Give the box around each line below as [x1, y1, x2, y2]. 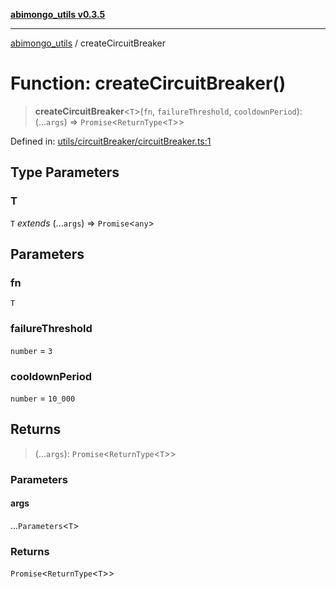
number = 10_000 [10, 392, 76, 404]
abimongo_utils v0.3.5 [10, 9, 106, 20]
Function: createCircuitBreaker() [10, 72, 287, 95]
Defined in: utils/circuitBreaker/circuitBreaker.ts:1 [10, 135, 212, 147]
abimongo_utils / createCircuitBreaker [10, 37, 166, 49]
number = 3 [10, 344, 53, 356]
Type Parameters [10, 164, 120, 181]
